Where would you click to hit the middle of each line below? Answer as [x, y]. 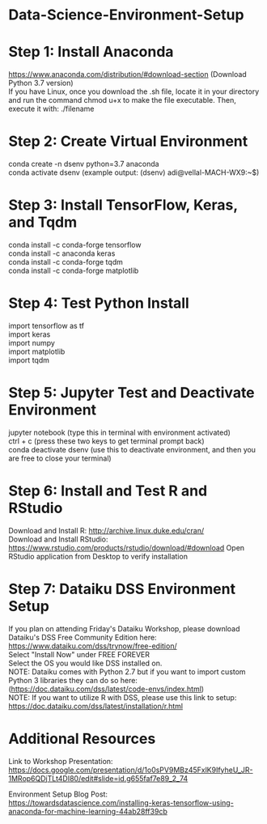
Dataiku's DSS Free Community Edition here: [83, 637]
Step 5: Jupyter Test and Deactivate [131, 393]
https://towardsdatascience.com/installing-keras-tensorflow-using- [121, 802]
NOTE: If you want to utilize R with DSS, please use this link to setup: [123, 697]
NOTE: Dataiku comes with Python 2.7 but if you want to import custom [127, 671]
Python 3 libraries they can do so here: [73, 680]
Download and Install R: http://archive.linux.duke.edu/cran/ [106, 530]
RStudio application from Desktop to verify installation [98, 556]
